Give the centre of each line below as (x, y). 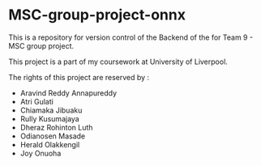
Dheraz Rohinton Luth (56, 127)
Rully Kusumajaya (49, 118)
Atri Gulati (37, 101)
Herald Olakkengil (50, 144)
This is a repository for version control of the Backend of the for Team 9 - (131, 37)
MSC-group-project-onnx (97, 15)
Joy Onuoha (41, 153)
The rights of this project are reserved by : (79, 77)
